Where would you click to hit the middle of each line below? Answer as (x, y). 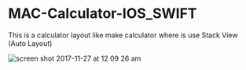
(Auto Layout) (30, 43)
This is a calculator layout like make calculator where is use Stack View (123, 35)
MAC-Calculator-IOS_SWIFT (103, 14)
